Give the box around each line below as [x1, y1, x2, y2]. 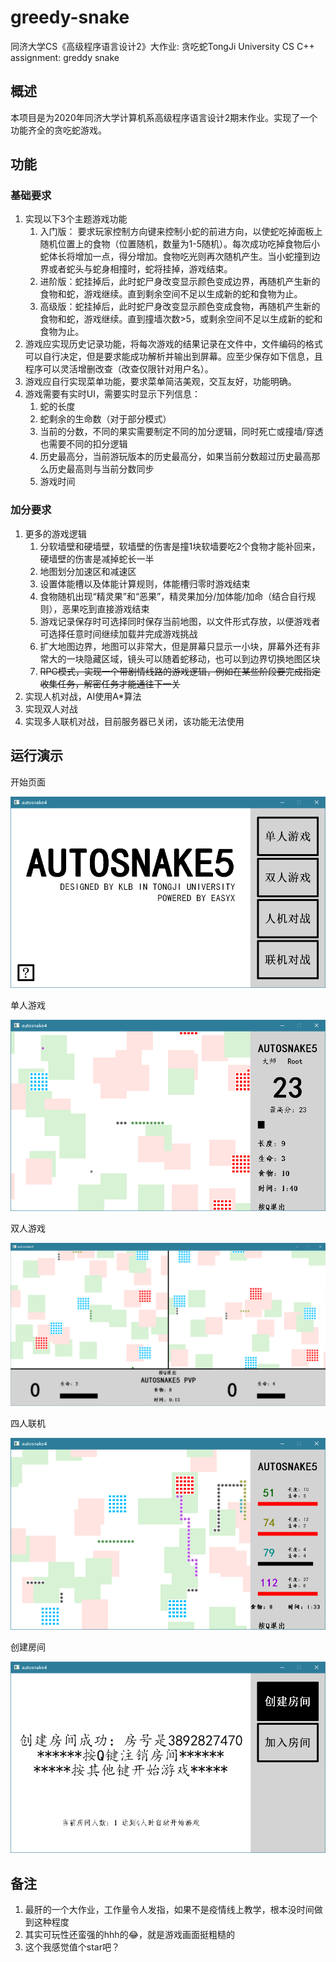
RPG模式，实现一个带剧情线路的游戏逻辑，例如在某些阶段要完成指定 [39, 665, 321, 677]
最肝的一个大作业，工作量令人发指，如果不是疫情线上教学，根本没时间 [24, 1904, 315, 1916]
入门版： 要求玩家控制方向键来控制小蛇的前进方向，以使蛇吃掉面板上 [39, 226, 323, 238]
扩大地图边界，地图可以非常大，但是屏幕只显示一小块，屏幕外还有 [39, 640, 312, 652]
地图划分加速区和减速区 [39, 565, 137, 577]
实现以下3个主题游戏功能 [24, 213, 128, 225]
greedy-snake [10, 6, 130, 29]
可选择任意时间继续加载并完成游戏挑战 [39, 627, 198, 640]
